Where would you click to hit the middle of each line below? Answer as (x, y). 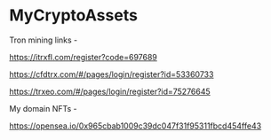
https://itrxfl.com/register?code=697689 (84, 57)
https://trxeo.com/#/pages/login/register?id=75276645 (110, 91)
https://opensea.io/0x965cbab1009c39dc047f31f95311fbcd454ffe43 (135, 126)
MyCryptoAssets (73, 16)
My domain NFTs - (43, 108)
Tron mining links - (44, 40)
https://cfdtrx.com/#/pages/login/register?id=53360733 (112, 74)
